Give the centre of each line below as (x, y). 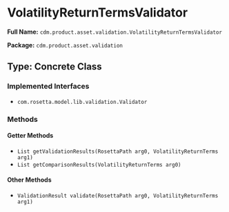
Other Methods (29, 180)
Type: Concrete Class (54, 67)
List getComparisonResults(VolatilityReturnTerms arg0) (99, 165)
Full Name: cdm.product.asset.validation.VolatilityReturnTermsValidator (115, 32)
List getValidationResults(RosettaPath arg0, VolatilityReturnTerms (118, 151)
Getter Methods (30, 136)
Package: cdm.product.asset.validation (65, 45)
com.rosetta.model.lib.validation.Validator (82, 102)
